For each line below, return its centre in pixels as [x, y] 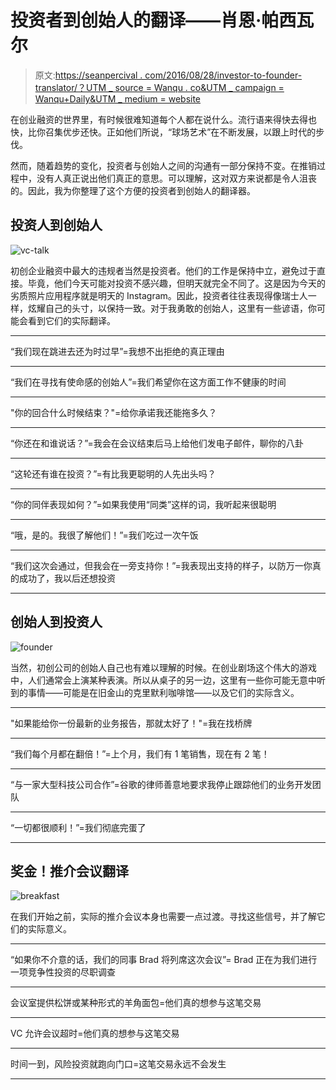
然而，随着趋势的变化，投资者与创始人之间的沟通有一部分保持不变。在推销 [163, 165]
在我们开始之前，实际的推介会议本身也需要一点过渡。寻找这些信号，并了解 [163, 917]
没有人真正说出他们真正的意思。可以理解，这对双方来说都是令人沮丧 [176, 178]
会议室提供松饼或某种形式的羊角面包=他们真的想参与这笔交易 [136, 1003]
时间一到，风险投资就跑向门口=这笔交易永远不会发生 [118, 1064]
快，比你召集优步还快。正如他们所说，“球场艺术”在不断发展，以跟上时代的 [163, 132]
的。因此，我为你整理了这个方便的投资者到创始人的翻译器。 [133, 190]
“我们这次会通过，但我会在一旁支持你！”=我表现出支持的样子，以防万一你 [161, 565]
